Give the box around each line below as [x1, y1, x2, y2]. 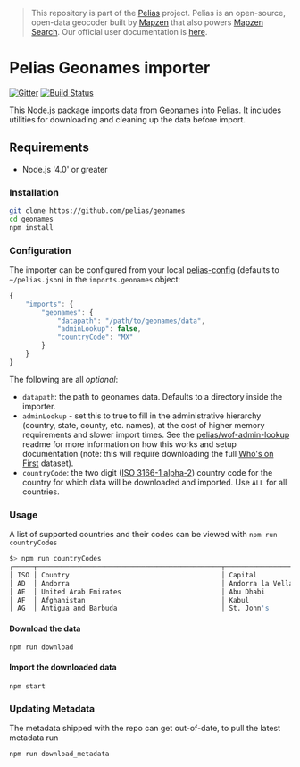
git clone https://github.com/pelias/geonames [9, 206, 186, 215]
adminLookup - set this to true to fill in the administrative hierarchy [21, 410, 262, 421]
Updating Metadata [9, 702, 96, 714]
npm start [9, 681, 46, 691]
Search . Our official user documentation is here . [30, 27, 208, 37]
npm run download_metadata [9, 749, 110, 758]
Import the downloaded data [9, 662, 118, 673]
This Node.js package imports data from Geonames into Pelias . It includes [9, 105, 282, 115]
